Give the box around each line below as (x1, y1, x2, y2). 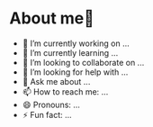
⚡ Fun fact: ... (22, 109, 72, 120)
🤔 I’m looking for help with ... (22, 67, 129, 77)
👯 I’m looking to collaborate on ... (22, 57, 145, 68)
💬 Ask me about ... (22, 76, 91, 86)
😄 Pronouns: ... (22, 99, 81, 110)
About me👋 (9, 8, 94, 29)
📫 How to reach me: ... (22, 86, 109, 97)
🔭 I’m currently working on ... (22, 38, 130, 49)
